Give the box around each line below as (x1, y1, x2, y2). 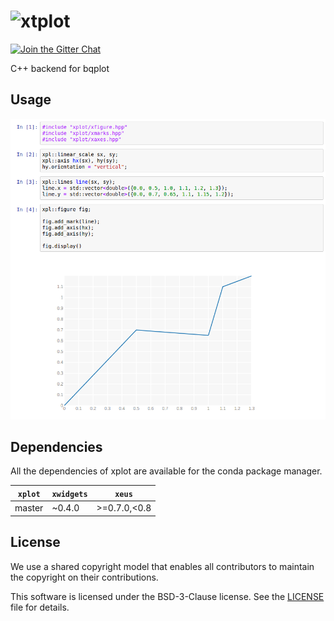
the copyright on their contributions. (10, 571, 159, 583)
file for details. (10, 601, 70, 613)
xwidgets (51, 489, 88, 499)
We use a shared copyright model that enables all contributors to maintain (10, 560, 315, 572)
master (14, 502, 44, 514)
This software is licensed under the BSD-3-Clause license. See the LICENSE (10, 590, 325, 602)
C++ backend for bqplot (10, 62, 110, 74)
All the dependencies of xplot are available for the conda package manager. (10, 465, 323, 477)
